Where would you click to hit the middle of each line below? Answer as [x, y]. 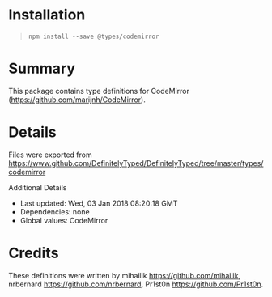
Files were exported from [50, 155]
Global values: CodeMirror [64, 220]
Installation [47, 15]
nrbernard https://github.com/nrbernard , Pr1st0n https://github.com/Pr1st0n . [136, 284]
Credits [34, 253]
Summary [42, 68]
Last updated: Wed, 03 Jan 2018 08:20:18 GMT [99, 203]
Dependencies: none [55, 211]
